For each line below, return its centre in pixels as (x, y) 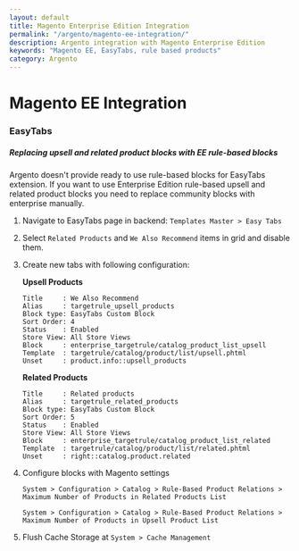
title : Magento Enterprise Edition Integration (100, 26)
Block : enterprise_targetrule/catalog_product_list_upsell (144, 346)
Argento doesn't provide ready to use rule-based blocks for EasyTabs (137, 175)
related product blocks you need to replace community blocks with (133, 194)
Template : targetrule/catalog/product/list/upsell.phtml (134, 354)
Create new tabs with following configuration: (106, 265)
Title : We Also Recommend (80, 299)
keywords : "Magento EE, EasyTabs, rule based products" (115, 51)
